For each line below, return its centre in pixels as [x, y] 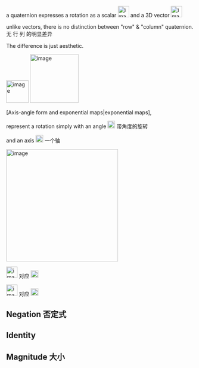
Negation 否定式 [36, 314]
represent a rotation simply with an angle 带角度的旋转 [77, 126]
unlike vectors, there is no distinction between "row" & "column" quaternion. [100, 27]
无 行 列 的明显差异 [29, 34]
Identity [21, 335]
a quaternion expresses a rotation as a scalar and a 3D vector [88, 15]
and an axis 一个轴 [33, 140]
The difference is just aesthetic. [45, 46]
